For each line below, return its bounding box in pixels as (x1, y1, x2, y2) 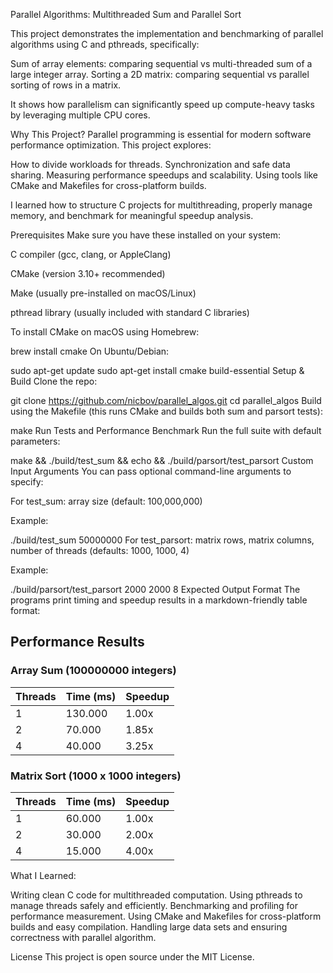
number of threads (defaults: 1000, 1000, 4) (10, 545, 190, 556)
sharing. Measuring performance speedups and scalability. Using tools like (10, 169, 318, 181)
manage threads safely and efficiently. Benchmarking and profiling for (10, 899, 299, 911)
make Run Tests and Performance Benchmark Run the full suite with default (10, 425, 322, 436)
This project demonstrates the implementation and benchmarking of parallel (10, 28, 324, 39)
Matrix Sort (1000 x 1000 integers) (10, 769, 182, 783)
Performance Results (10, 634, 145, 651)
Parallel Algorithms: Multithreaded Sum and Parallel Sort (10, 9, 242, 20)
